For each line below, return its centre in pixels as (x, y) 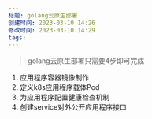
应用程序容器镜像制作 (54, 78)
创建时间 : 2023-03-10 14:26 (52, 23)
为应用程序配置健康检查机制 (65, 97)
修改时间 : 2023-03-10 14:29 (52, 30)
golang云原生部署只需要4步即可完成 (85, 61)
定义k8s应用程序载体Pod (59, 87)
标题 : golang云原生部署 (43, 15)
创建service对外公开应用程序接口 (73, 107)
